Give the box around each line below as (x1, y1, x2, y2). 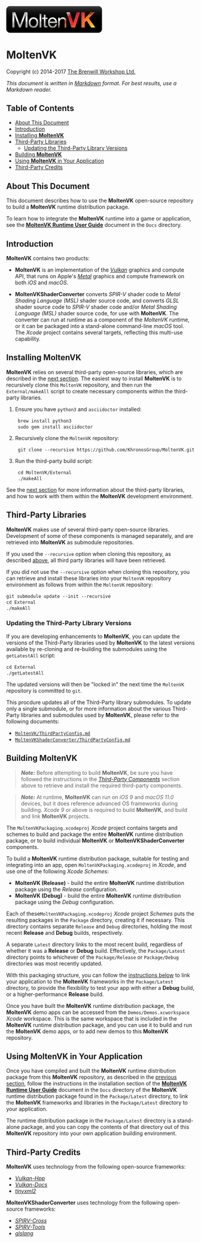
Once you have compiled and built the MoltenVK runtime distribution (6, 1067, 176, 1075)
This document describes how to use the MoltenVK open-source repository (6, 197, 194, 204)
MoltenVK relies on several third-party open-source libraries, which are (6, 368, 184, 375)
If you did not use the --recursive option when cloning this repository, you (6, 568, 190, 575)
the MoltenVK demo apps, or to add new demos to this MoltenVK (6, 1028, 169, 1035)
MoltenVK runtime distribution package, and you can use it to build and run (6, 1021, 193, 1028)
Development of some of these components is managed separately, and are (6, 532, 193, 539)
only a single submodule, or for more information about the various (6, 705, 172, 712)
